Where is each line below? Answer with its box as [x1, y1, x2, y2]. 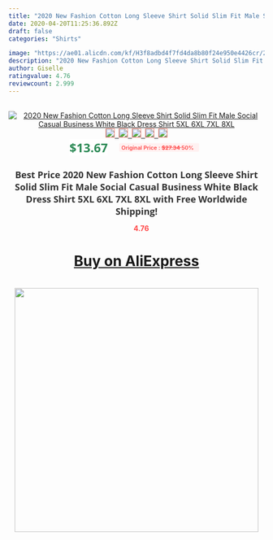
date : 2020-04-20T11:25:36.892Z [8, 20, 118, 28]
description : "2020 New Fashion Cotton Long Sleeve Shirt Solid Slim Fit [8, 57, 264, 65]
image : [8, 50, 31, 58]
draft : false [8, 27, 53, 35]
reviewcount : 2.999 [8, 79, 75, 88]
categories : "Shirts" [8, 34, 82, 43]
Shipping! [115, 204, 158, 218]
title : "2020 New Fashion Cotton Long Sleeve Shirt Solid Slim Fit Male [8, 11, 260, 20]
